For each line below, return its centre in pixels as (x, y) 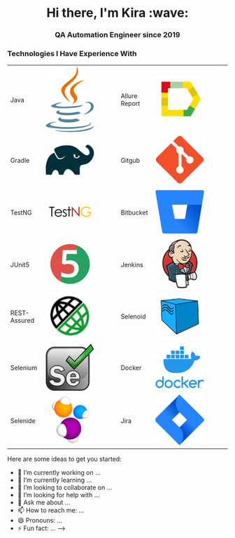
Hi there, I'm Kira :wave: (117, 13)
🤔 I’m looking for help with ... (58, 495)
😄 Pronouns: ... (40, 520)
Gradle (20, 160)
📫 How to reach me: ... (51, 510)
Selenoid (133, 316)
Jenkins (132, 264)
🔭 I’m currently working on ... (59, 472)
